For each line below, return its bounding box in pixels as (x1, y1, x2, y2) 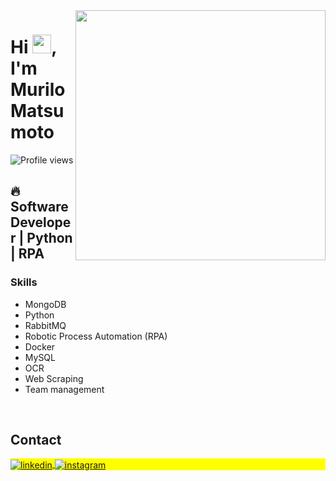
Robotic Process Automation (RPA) (24, 330, 168, 342)
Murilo (10, 79, 66, 101)
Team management (24, 383, 105, 395)
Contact (10, 432, 62, 449)
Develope (10, 214, 72, 231)
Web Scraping (24, 372, 84, 384)
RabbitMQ (24, 319, 67, 331)
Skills (10, 275, 38, 289)
